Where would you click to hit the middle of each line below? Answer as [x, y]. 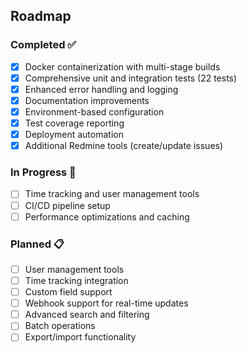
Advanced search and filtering [87, 315]
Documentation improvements [87, 100]
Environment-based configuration [94, 111]
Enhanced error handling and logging [101, 89]
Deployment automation [74, 135]
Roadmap [41, 16]
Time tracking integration [76, 281]
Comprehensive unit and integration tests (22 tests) [131, 78]
